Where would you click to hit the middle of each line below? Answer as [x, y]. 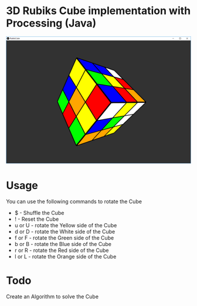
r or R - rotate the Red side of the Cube [62, 250]
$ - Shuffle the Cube [39, 213]
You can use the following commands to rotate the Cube [74, 201]
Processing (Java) [51, 23]
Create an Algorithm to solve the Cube [52, 297]
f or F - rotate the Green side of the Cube [64, 238]
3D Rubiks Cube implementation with [98, 11]
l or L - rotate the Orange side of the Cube [65, 257]
